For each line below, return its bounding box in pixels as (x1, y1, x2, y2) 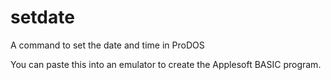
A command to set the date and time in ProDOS (10, 39, 205, 51)
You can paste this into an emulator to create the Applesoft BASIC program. (10, 58, 322, 70)
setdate (10, 6, 75, 29)
